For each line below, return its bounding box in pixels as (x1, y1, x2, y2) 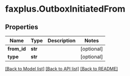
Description (47, 38, 76, 44)
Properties (5, 23, 38, 31)
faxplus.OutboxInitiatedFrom (5, 3, 126, 15)
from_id (7, 45, 26, 52)
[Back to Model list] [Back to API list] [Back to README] (5, 66, 118, 72)
